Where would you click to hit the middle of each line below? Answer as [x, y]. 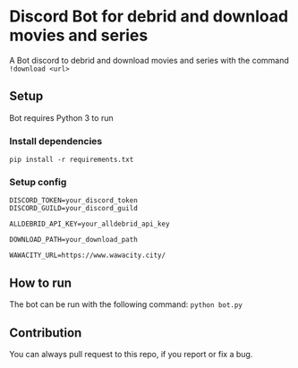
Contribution [46, 333]
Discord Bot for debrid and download [149, 17]
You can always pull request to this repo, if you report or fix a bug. [131, 354]
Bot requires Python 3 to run [61, 117]
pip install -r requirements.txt [72, 160]
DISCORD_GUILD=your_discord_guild [74, 209]
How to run [41, 282]
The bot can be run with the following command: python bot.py [126, 304]
